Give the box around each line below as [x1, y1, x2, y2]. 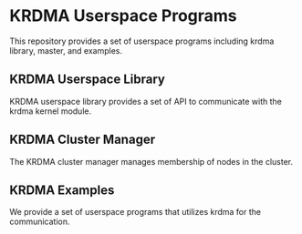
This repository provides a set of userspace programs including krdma [9, 36, 275, 46]
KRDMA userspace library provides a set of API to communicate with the [9, 96, 283, 107]
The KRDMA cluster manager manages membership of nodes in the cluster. [9, 156, 294, 167]
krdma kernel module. [9, 106, 92, 117]
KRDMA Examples [9, 182, 115, 198]
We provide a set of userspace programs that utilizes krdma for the [9, 207, 262, 218]
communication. [9, 216, 70, 228]
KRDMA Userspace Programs [9, 5, 237, 26]
